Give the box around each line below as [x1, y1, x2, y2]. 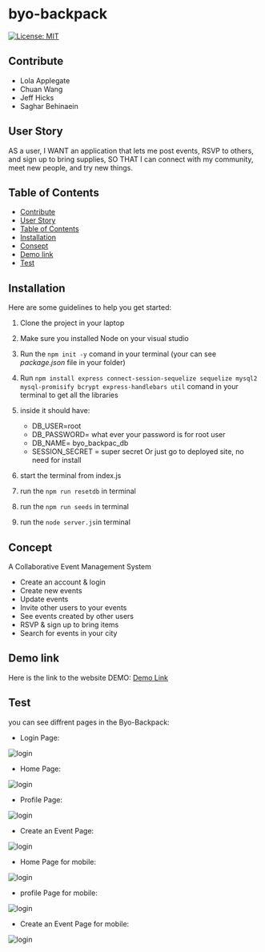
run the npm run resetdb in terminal [19, 486, 136, 496]
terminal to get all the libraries [19, 390, 118, 400]
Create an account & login [19, 577, 106, 587]
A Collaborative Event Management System [8, 562, 152, 571]
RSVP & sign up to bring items [19, 620, 119, 629]
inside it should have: [19, 406, 90, 416]
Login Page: [19, 733, 60, 742]
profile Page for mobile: [19, 888, 98, 898]
